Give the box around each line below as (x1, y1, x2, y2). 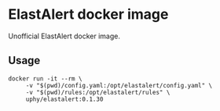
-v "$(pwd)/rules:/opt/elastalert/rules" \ (25, 88, 170, 96)
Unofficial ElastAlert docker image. (8, 31, 120, 41)
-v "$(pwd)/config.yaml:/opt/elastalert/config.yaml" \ (25, 81, 213, 89)
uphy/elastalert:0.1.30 (25, 95, 104, 103)
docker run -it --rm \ (8, 74, 82, 83)
